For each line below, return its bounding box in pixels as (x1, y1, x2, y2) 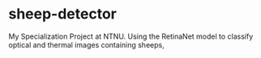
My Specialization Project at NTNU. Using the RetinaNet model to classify (8, 31, 254, 41)
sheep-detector (8, 5, 118, 23)
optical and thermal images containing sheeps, (8, 39, 165, 49)
